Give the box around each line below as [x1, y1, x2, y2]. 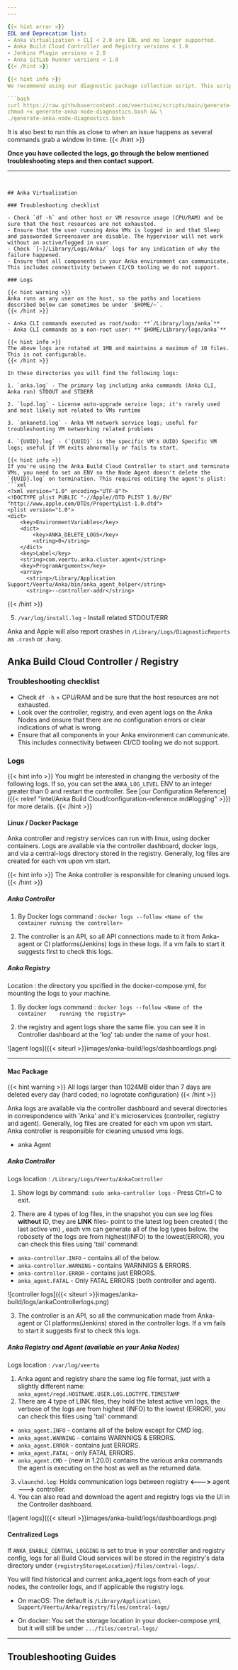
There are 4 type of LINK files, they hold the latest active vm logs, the [17, 1397, 221, 1406]
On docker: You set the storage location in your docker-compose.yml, [17, 1616, 222, 1625]
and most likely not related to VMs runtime [7, 407, 141, 414]
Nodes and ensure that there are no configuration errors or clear [17, 715, 206, 724]
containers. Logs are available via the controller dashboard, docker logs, [7, 842, 218, 850]
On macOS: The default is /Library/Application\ [17, 1596, 161, 1605]
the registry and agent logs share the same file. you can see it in [17, 1023, 205, 1031]
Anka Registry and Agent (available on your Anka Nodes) [7, 1343, 180, 1352]
